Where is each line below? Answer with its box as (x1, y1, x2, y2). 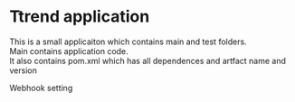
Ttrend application (9, 6, 150, 27)
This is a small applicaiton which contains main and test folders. (9, 36, 247, 47)
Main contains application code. (9, 45, 128, 56)
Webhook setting (9, 82, 73, 93)
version (9, 65, 38, 76)
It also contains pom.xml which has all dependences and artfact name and (9, 55, 287, 66)
